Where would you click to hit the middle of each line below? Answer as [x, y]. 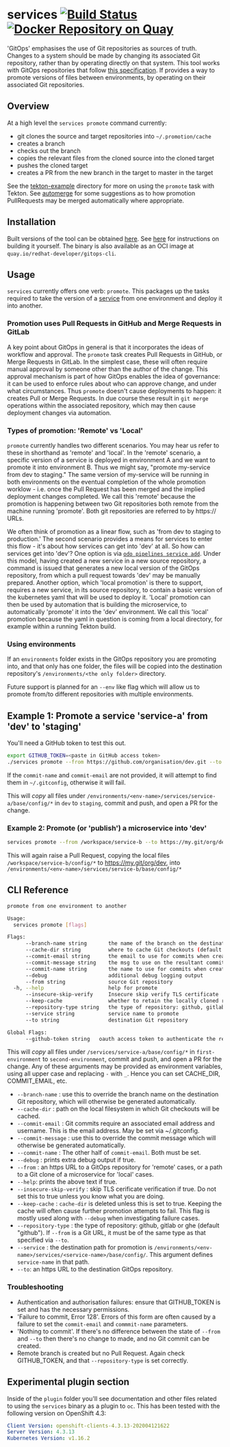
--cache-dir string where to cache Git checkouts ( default [124, 950]
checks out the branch [49, 150]
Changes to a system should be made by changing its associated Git [104, 56]
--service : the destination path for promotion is [85, 1247]
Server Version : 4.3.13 [41, 1432]
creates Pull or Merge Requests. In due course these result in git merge [108, 398]
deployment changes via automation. [59, 412]
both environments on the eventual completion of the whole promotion [106, 482]
